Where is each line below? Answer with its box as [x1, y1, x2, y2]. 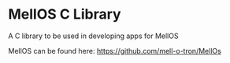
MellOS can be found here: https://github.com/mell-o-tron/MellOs [8, 46, 222, 55]
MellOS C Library [8, 5, 121, 23]
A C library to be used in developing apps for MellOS [8, 31, 179, 40]
